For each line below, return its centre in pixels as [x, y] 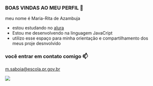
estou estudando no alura [38, 28]
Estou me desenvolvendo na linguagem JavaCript [62, 33]
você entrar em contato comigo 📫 [47, 57]
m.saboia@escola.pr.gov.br [33, 69]
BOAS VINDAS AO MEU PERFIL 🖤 [44, 8]
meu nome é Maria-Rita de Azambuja [43, 19]
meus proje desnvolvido [37, 43]
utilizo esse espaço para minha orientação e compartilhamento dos [80, 38]
